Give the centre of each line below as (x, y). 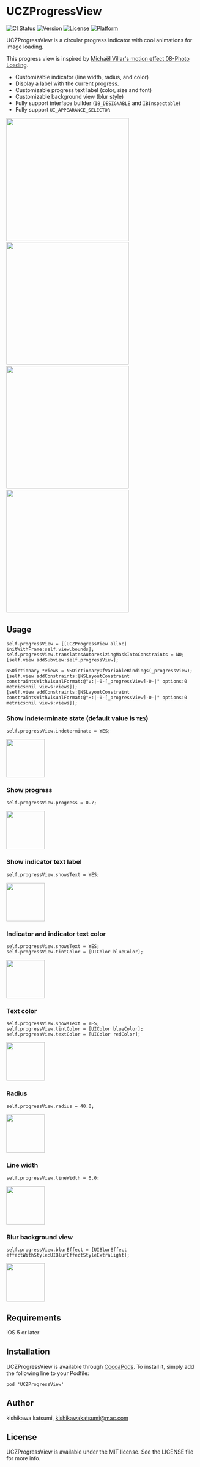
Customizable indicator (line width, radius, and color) (82, 77)
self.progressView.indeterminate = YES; (59, 731)
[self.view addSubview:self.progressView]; (63, 660)
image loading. (25, 47)
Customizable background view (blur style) (69, 96)
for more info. (24, 1458)
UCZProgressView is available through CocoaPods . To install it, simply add (100, 1366)
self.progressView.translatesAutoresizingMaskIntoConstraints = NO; (95, 655)
